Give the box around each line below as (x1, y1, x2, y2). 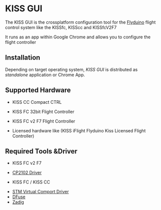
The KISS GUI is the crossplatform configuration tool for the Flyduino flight (5, 19, 156, 25)
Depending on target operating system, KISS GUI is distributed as (5, 66, 138, 72)
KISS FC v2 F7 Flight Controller (12, 118, 75, 124)
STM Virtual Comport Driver (12, 189, 69, 195)
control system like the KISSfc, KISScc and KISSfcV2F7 (5, 24, 117, 30)
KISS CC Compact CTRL (12, 99, 62, 105)
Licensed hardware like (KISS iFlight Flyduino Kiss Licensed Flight (12, 127, 146, 133)
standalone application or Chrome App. (5, 72, 85, 78)
